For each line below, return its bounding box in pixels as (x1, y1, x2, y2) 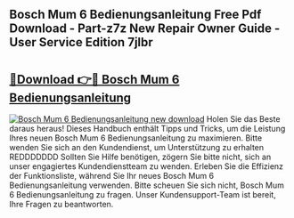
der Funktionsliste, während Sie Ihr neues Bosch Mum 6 (9, 171, 215, 181)
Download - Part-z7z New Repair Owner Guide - (9, 21, 281, 36)
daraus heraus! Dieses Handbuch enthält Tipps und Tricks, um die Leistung (9, 124, 286, 133)
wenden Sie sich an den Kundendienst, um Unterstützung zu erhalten (9, 142, 265, 152)
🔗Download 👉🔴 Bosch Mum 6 (9, 71, 180, 87)
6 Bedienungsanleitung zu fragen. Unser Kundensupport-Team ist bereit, (9, 190, 276, 199)
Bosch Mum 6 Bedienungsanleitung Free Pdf (9, 7, 262, 22)
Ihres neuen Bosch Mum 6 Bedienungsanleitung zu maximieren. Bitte (9, 133, 263, 143)
